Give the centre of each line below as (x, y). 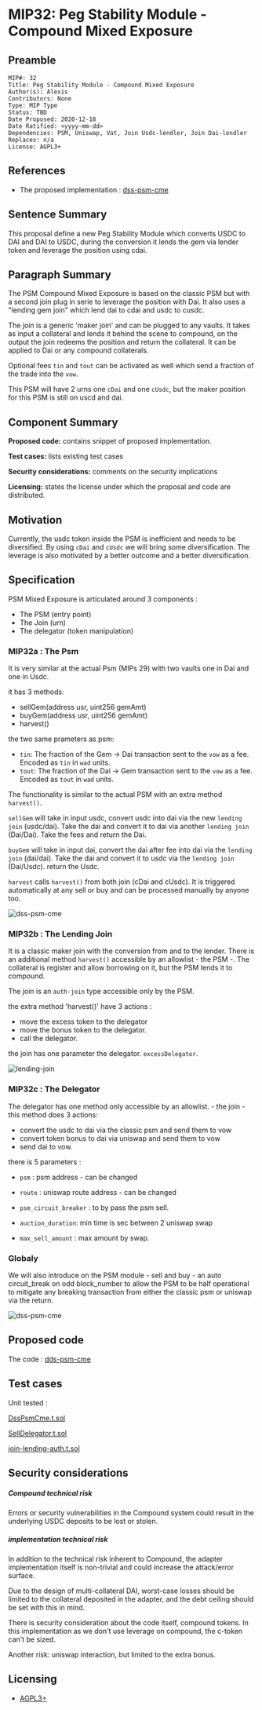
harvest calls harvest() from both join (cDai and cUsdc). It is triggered (122, 882)
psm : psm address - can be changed (78, 1177)
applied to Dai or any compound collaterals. (78, 350)
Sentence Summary (58, 215)
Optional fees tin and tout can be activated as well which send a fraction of (131, 366)
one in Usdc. (29, 677)
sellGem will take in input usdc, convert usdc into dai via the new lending (125, 818)
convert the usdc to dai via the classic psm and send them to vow (126, 1130)
